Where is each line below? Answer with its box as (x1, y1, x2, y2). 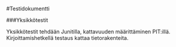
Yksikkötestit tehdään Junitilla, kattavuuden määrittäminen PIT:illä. (6, 28, 171, 35)
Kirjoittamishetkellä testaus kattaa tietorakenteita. (6, 35, 128, 41)
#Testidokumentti (6, 5, 50, 12)
